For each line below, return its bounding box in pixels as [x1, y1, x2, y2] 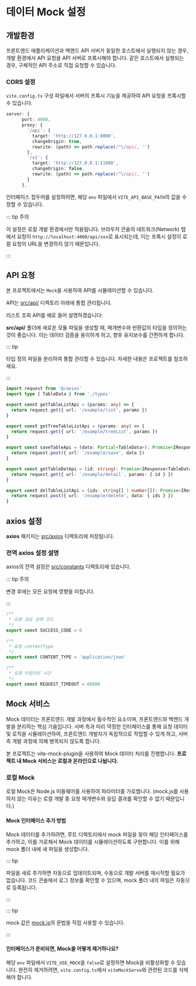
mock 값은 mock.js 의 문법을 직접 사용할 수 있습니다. [6, 919, 125, 926]
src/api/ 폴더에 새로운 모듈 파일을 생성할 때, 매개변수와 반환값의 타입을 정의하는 [6, 324, 187, 331]
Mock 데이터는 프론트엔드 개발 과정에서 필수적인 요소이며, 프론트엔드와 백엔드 [6, 715, 183, 723]
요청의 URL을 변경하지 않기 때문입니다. [12, 240, 100, 247]
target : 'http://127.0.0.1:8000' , [32, 133, 116, 139]
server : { [6, 111, 30, 117]
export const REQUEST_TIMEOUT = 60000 [6, 681, 100, 687]
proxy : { [21, 122, 43, 128]
